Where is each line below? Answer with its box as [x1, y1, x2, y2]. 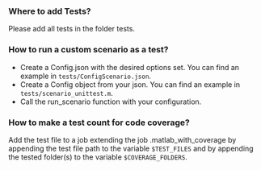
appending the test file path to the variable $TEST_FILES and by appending [8, 143, 254, 153]
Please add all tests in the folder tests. [8, 24, 136, 34]
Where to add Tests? [8, 6, 91, 17]
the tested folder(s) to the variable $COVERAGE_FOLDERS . [8, 151, 188, 162]
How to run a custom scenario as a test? [8, 44, 169, 56]
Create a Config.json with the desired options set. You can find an [19, 62, 240, 72]
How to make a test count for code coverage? [8, 117, 190, 128]
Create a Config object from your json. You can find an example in [19, 79, 241, 89]
